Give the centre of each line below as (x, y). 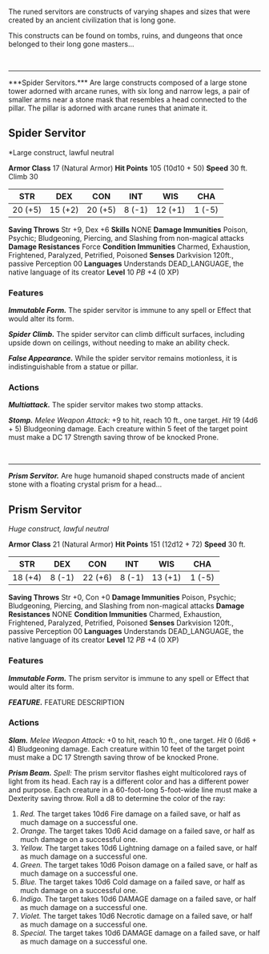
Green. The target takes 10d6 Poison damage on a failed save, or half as (139, 864)
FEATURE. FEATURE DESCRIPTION (66, 702)
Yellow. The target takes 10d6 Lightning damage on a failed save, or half (139, 848)
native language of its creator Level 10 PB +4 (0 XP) (94, 272)
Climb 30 (23, 176)
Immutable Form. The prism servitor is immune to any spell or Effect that (129, 678)
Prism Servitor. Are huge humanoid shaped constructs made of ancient (127, 476)
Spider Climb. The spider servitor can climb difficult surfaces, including (127, 335)
